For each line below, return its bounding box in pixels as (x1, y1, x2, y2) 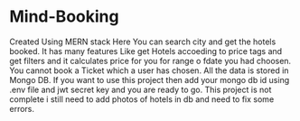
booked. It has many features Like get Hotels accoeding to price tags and (9, 45, 283, 56)
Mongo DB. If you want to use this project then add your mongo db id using (9, 74, 290, 85)
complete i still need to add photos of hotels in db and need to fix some (9, 93, 275, 105)
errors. (9, 103, 34, 114)
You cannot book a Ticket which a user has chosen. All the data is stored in (9, 65, 289, 76)
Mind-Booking (9, 6, 119, 27)
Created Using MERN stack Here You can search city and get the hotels (9, 36, 277, 47)
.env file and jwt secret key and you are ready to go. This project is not (9, 84, 272, 95)
